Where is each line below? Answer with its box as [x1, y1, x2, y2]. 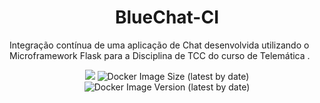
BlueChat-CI [114, 6, 220, 29]
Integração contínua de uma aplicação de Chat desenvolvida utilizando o [9, 39, 310, 51]
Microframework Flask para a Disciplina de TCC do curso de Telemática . [9, 49, 311, 61]
